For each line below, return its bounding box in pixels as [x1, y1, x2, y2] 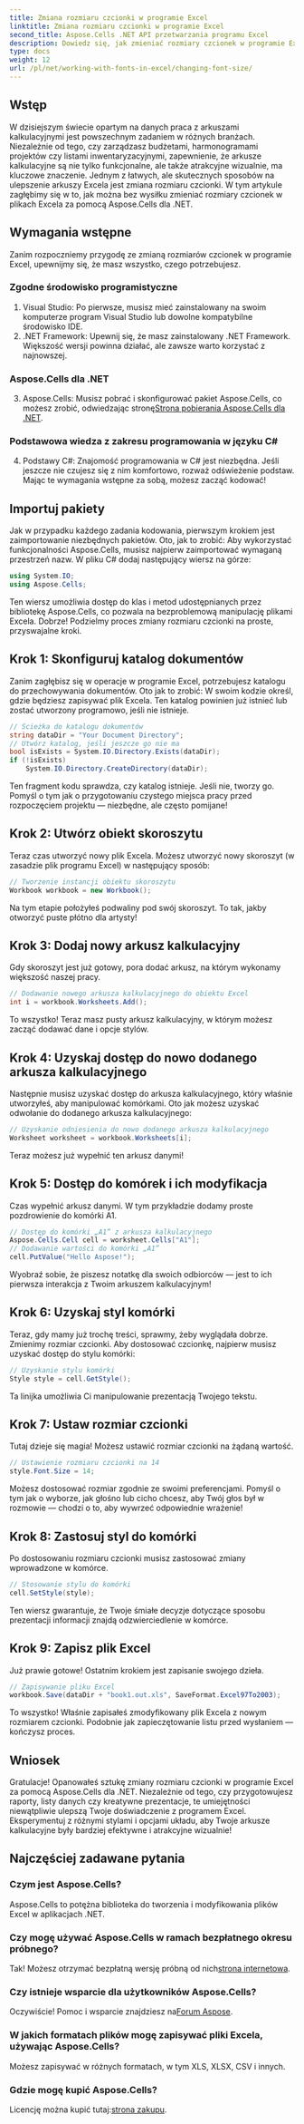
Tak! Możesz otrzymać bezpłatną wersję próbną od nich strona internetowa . [9, 1964, 291, 1974]
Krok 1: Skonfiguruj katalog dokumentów [9, 652, 244, 667]
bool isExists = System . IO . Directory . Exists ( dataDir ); [9, 747, 221, 757]
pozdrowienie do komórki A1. [9, 1209, 118, 1220]
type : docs [9, 47, 51, 56]
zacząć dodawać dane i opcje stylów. [9, 1023, 149, 1034]
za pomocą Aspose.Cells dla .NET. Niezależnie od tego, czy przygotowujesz [9, 1787, 294, 1798]
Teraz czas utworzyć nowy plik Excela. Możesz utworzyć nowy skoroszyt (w [9, 849, 295, 861]
